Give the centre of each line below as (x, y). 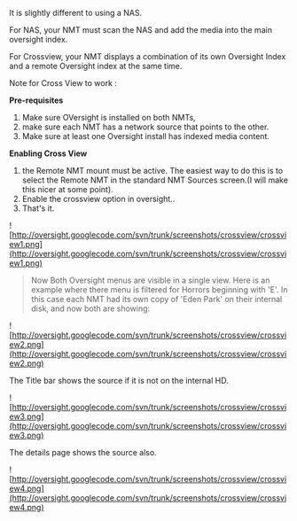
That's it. (38, 208)
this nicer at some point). (67, 189)
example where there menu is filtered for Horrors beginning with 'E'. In (159, 290)
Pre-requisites (36, 100)
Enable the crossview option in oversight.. (98, 199)
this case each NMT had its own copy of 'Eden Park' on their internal (156, 299)
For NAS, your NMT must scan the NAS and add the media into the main (141, 30)
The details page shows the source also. (83, 452)
